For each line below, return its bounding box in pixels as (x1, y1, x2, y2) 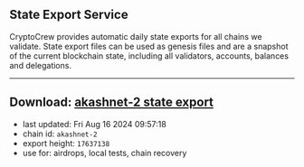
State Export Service (9, 7, 128, 23)
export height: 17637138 (22, 137, 110, 148)
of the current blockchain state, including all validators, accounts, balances (9, 50, 290, 61)
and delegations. (9, 60, 72, 70)
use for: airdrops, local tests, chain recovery (22, 147, 187, 158)
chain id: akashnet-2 (22, 128, 98, 139)
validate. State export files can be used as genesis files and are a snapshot (9, 41, 289, 51)
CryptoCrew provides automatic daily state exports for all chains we (9, 31, 262, 42)
